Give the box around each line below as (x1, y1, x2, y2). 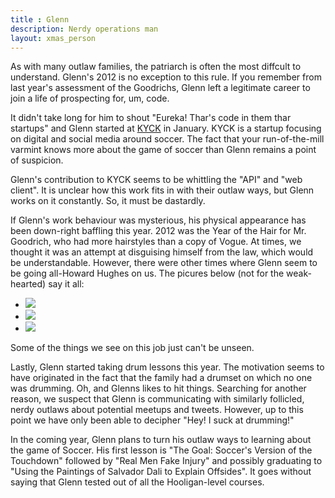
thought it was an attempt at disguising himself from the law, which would (10, 246, 314, 258)
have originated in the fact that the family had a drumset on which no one (10, 372, 313, 384)
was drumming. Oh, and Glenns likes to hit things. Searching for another (10, 382, 307, 395)
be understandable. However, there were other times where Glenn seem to (10, 257, 318, 269)
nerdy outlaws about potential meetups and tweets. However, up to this (10, 404, 304, 416)
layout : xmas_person (10, 33, 97, 43)
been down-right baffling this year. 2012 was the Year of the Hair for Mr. (10, 225, 307, 237)
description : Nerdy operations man (10, 24, 159, 34)
